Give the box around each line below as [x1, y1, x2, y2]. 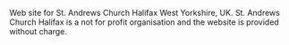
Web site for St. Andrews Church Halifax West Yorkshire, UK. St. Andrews [9, 8, 280, 18]
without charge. [9, 26, 67, 36]
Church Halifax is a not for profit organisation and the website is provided [9, 17, 279, 27]
